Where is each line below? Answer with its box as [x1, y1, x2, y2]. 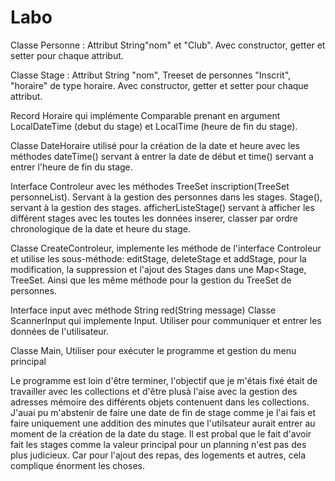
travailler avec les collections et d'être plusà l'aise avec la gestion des [10, 385, 298, 397]
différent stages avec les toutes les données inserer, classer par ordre [10, 212, 298, 224]
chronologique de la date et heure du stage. [10, 222, 191, 235]
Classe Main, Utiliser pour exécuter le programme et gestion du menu [10, 344, 297, 356]
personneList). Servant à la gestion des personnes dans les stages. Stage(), [10, 191, 323, 203]
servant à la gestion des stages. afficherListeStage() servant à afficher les [10, 201, 315, 213]
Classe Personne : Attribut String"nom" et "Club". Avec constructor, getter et [10, 39, 326, 51]
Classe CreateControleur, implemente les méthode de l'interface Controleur [10, 242, 322, 254]
